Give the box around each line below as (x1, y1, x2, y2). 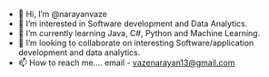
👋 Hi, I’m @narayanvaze (17, 9, 107, 19)
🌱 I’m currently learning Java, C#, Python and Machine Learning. (17, 28, 261, 38)
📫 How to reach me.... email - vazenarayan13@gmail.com (17, 57, 235, 68)
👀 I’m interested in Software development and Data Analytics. (17, 18, 248, 29)
